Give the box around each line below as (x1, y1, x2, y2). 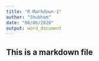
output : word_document (6, 25, 62, 31)
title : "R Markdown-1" (6, 8, 62, 15)
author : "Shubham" (6, 14, 51, 20)
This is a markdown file (6, 47, 93, 57)
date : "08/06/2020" (6, 20, 54, 25)
